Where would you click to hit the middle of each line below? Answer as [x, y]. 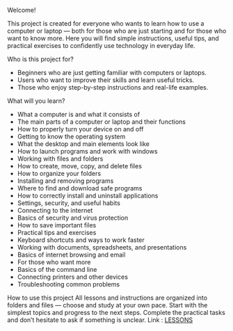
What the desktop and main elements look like [83, 144]
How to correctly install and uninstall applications [88, 195]
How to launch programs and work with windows [87, 151]
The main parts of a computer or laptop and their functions [102, 122]
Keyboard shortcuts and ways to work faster [81, 240]
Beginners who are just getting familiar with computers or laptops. [112, 73]
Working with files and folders [60, 159]
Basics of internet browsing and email [71, 255]
